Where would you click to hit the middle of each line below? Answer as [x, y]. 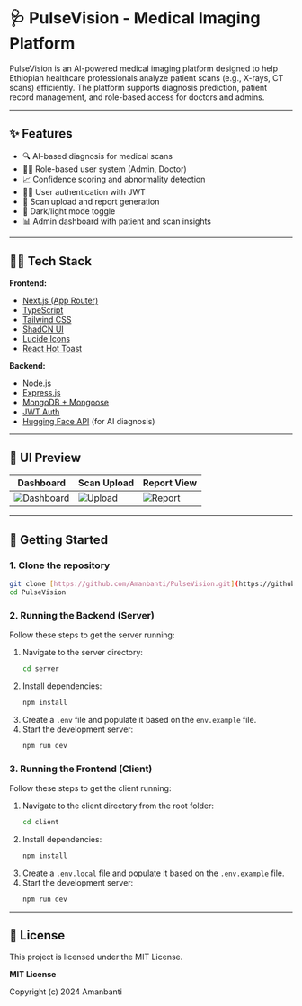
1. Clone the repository [60, 565]
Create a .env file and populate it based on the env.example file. [139, 719]
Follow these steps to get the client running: [90, 788]
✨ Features [41, 134]
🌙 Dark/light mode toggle [69, 211]
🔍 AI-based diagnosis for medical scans [98, 156]
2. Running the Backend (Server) [82, 615]
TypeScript [43, 310]
